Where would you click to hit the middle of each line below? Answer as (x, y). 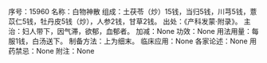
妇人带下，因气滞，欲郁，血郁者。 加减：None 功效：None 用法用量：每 (140, 31)
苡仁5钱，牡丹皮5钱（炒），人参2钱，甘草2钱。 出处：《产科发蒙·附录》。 (125, 21)
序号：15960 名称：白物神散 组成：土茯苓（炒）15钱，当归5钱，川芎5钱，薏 (133, 11)
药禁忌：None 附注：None (51, 51)
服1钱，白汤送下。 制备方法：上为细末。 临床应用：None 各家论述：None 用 (133, 41)
